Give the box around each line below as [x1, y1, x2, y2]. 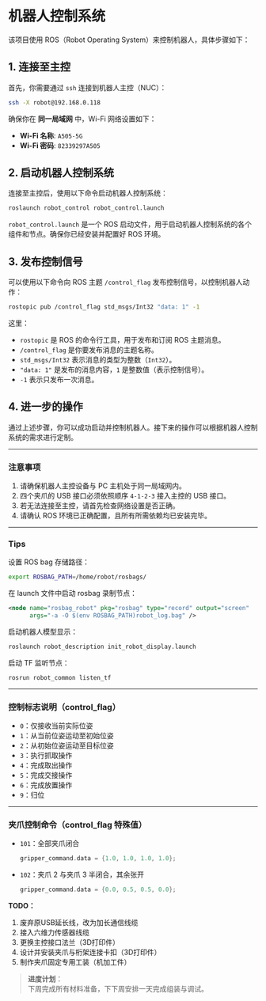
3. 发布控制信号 [8, 255, 83, 268]
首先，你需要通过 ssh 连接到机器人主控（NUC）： [8, 82, 167, 92]
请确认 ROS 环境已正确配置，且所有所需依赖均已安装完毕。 [19, 511, 212, 521]
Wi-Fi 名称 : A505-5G [19, 131, 83, 140]
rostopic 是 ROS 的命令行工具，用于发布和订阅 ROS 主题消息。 [19, 336, 226, 344]
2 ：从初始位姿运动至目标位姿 [19, 741, 114, 750]
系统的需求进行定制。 [8, 432, 78, 442]
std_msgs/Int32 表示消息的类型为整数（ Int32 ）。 [19, 355, 177, 364]
